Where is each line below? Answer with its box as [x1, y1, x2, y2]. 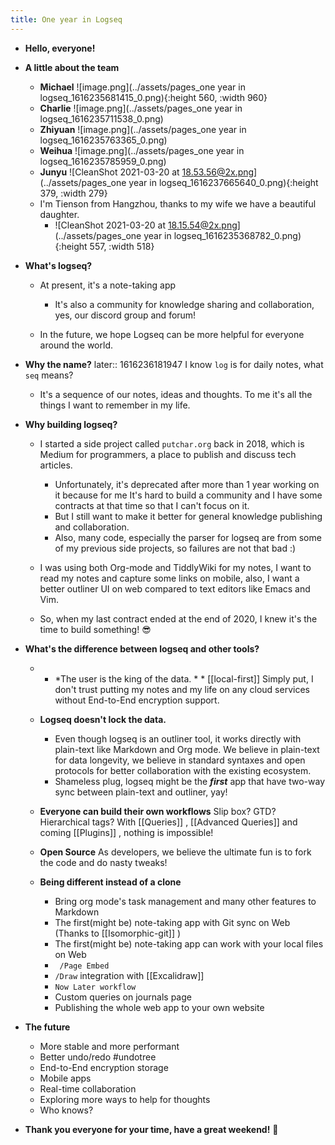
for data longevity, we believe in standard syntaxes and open [54, 754, 306, 766]
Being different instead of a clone [39, 876, 182, 888]
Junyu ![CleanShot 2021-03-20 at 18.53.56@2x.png [39, 166, 255, 178]
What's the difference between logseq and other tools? [24, 642, 260, 655]
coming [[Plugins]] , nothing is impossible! [39, 826, 214, 838]
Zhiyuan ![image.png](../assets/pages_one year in [39, 123, 247, 135]
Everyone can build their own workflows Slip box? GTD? [39, 805, 277, 817]
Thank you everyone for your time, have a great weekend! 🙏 [24, 1123, 279, 1135]
